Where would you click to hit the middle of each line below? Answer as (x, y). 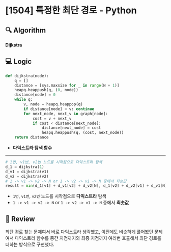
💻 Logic (19, 62)
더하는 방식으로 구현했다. (30, 244)
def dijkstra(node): (27, 76)
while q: (24, 100)
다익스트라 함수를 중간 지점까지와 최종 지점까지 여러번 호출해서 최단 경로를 (88, 238)
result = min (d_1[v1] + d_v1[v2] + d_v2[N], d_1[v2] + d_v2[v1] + (77, 186)
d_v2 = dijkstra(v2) (27, 176)
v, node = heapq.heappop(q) (53, 104)
